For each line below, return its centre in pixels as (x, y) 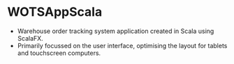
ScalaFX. (30, 38)
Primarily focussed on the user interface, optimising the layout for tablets (122, 45)
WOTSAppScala (55, 12)
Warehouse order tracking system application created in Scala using (116, 31)
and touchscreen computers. (59, 53)
